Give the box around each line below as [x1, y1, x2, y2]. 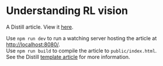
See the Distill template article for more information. [6, 53, 130, 60]
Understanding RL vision [6, 4, 129, 18]
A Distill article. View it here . [6, 23, 74, 30]
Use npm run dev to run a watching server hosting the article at [6, 34, 157, 41]
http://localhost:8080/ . [6, 41, 60, 48]
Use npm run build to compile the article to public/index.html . [6, 47, 157, 54]
